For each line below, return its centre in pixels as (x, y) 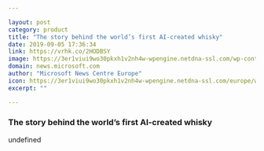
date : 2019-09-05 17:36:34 (52, 44)
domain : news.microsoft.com (54, 66)
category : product (38, 29)
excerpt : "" (27, 88)
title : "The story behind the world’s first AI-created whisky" (115, 37)
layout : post (29, 22)
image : (19, 59)
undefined (25, 139)
